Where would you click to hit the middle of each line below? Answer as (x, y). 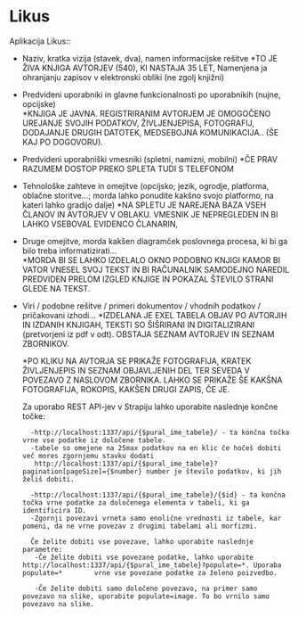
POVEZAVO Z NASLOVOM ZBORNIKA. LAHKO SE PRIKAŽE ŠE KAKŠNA (152, 380)
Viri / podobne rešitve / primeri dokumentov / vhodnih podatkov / (141, 306)
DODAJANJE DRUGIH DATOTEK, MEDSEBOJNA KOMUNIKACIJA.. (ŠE (150, 132)
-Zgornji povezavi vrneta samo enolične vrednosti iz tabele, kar (156, 518)
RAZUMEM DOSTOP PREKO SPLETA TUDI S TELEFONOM (128, 169)
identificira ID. (54, 510)
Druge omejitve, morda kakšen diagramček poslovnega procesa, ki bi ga (155, 241)
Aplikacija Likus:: (40, 41)
